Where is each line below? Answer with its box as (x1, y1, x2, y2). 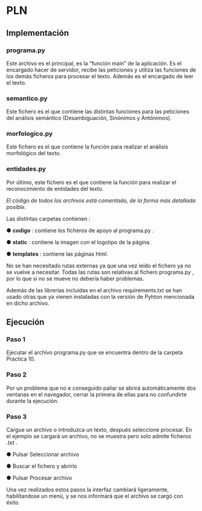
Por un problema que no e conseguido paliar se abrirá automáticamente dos (6, 384, 197, 392)
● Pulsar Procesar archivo (6, 474, 73, 482)
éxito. (6, 499, 20, 506)
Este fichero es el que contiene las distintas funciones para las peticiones (6, 108, 189, 115)
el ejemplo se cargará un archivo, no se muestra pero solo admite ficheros (6, 433, 192, 440)
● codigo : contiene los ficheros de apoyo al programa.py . (6, 227, 154, 234)
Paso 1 (6, 335, 26, 344)
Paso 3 (6, 412, 27, 421)
